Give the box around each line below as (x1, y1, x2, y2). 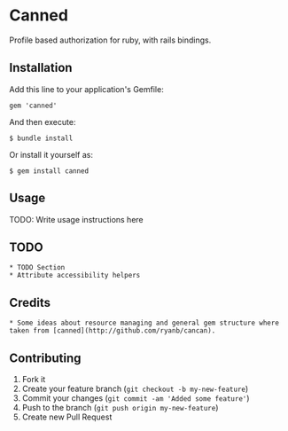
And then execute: (9, 116, 76, 127)
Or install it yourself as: (9, 149, 93, 160)
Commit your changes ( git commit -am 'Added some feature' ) (21, 393, 250, 404)
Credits (9, 294, 51, 310)
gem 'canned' (9, 101, 58, 110)
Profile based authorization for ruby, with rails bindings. (9, 35, 212, 45)
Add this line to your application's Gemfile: (9, 83, 164, 94)
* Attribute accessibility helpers (9, 271, 141, 280)
